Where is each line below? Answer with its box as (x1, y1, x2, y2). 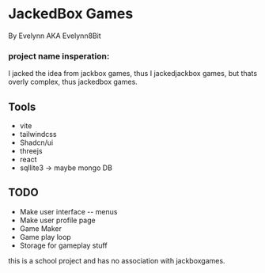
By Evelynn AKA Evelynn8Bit (8, 31, 101, 40)
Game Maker (19, 223, 62, 233)
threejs (19, 146, 43, 156)
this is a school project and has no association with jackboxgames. (8, 256, 225, 265)
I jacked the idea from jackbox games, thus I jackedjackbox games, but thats (8, 69, 258, 78)
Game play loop (19, 232, 71, 241)
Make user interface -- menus (19, 207, 118, 216)
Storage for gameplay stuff (19, 241, 108, 250)
